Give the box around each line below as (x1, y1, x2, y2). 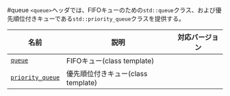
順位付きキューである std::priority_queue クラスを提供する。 (12, 14, 185, 23)
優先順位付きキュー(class (66, 69, 148, 78)
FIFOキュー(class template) (66, 56, 155, 65)
